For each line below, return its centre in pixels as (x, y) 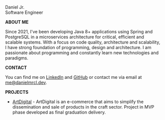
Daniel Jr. (15, 7)
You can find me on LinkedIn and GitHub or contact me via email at (74, 77)
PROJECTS (17, 92)
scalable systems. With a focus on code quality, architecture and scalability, (83, 42)
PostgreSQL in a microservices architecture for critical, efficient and (75, 37)
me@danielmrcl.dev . (26, 82)
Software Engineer (24, 12)
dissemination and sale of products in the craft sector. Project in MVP (83, 107)
